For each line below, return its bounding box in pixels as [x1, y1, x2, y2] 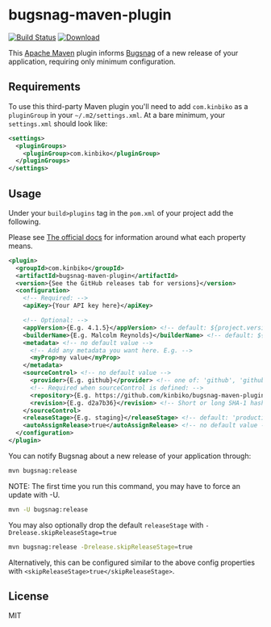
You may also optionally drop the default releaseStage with [8, 520, 204, 530]
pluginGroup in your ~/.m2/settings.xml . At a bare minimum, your [8, 110, 226, 120]
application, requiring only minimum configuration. [8, 57, 176, 66]
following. [8, 217, 41, 226]
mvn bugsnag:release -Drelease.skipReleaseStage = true [8, 543, 194, 551]
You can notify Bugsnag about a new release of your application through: [8, 451, 252, 461]
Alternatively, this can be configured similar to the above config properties [8, 558, 256, 567]
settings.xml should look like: [8, 119, 108, 128]
